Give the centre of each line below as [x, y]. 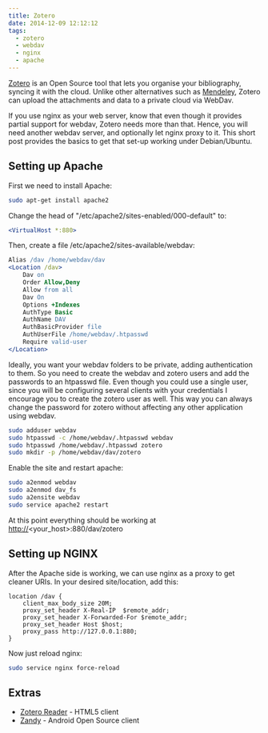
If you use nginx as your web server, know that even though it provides [125, 115]
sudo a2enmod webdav [43, 483]
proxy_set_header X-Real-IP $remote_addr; [96, 610]
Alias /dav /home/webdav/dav [57, 260]
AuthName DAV [44, 320]
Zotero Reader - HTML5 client [69, 712]
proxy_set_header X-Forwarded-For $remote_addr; [105, 617]
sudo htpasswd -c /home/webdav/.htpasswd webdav [91, 438]
